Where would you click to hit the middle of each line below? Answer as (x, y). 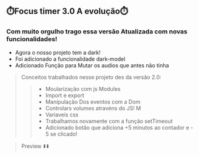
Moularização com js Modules (83, 89)
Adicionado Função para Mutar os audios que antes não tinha (92, 65)
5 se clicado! (61, 134)
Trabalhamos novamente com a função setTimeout (109, 121)
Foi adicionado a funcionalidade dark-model (70, 59)
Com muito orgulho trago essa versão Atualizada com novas (97, 32)
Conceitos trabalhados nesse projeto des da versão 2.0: (91, 77)
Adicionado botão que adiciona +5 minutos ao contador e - (119, 127)
